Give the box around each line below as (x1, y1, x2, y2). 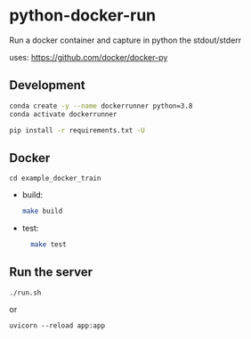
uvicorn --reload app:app (9, 321, 105, 330)
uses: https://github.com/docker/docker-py (9, 52, 168, 62)
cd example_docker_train (9, 174, 101, 183)
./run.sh (9, 288, 42, 297)
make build (21, 206, 63, 216)
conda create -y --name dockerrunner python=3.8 (9, 101, 193, 110)
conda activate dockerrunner (9, 109, 117, 118)
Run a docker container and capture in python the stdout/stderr (9, 35, 242, 45)
